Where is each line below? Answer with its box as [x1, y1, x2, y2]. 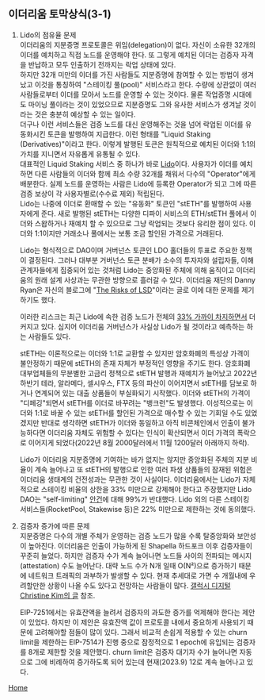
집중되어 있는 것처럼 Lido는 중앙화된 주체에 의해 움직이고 [60, 265, 235, 275]
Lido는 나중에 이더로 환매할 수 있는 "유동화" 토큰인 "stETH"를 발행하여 [19, 198, 237, 208]
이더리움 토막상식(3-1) [8, 7, 112, 21]
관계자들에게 [19, 265, 59, 275]
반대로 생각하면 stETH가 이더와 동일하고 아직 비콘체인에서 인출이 [40, 417, 240, 427]
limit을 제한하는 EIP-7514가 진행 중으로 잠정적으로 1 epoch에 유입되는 [19, 637, 235, 647]
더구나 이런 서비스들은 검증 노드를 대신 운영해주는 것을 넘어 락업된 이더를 [19, 119, 244, 129]
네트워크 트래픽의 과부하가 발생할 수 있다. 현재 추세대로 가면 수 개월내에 [28, 571, 248, 580]
